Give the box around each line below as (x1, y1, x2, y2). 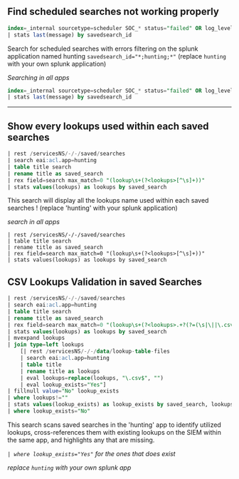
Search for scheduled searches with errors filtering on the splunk (7, 44, 198, 53)
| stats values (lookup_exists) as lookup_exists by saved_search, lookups (7, 401, 234, 408)
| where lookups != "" (7, 394, 69, 402)
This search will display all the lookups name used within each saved (7, 196, 209, 205)
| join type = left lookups (7, 341, 84, 348)
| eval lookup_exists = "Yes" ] (20, 381, 107, 388)
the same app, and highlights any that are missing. (7, 435, 155, 444)
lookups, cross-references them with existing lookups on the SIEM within (7, 428, 222, 436)
